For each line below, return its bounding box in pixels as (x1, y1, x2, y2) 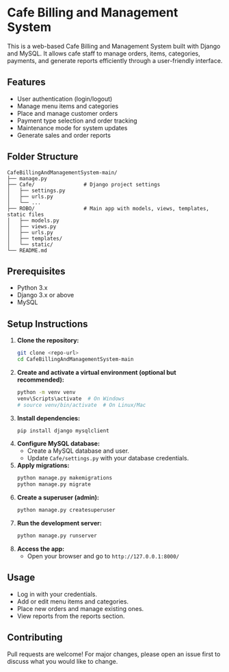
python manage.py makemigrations (16, 475, 113, 482)
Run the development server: (16, 519, 103, 527)
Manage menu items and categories (16, 101, 119, 110)
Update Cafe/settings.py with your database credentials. (27, 454, 189, 462)
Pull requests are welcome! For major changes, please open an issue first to (7, 649, 221, 658)
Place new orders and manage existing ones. (16, 604, 144, 612)
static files (7, 211, 44, 218)
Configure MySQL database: (16, 440, 100, 448)
